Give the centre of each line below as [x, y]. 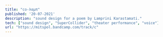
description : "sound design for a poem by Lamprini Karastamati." [73, 18]
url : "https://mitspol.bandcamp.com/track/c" [52, 27]
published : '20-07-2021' [30, 14]
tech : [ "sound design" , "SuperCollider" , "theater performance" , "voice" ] [82, 23]
